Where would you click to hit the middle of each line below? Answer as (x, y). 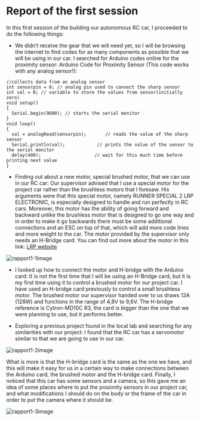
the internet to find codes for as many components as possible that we (102, 51)
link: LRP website (36, 246)
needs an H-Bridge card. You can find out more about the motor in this (102, 240)
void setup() (22, 103)
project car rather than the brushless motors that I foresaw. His (92, 189)
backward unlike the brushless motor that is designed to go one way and (104, 215)
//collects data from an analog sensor (56, 82)
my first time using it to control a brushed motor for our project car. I (99, 282)
